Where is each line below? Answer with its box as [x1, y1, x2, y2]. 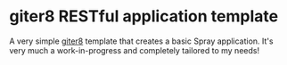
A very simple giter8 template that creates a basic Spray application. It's [9, 36, 274, 46]
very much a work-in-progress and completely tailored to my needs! [9, 45, 260, 55]
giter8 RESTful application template [9, 6, 279, 27]
